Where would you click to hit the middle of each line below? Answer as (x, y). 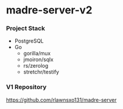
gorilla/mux (37, 54)
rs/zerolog (36, 66)
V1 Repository (26, 87)
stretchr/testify (41, 72)
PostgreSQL (29, 41)
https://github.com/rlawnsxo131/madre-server (61, 100)
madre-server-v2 (49, 10)
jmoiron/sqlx (38, 59)
